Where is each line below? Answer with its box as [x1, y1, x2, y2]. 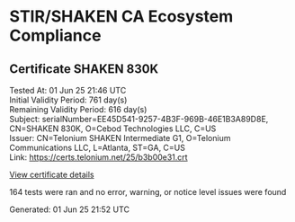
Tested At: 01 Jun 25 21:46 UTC [9, 85, 127, 95]
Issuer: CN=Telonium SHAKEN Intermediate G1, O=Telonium [9, 133, 231, 143]
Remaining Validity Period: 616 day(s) [9, 104, 147, 114]
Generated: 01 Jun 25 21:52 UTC [9, 204, 130, 215]
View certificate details [9, 169, 94, 180]
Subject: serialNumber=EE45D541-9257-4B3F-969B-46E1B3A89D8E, [9, 114, 269, 124]
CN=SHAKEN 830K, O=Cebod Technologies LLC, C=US [9, 123, 217, 134]
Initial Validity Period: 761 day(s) [9, 94, 128, 105]
